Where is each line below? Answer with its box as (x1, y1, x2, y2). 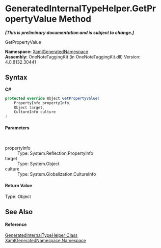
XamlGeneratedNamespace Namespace (5, 238, 86, 244)
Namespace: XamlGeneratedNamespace (5, 49, 88, 55)
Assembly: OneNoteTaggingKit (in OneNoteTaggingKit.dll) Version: (5, 54, 141, 59)
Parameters (5, 125, 29, 131)
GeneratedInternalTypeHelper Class (5, 232, 78, 238)
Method (58, 13, 92, 25)
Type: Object (5, 193, 31, 199)
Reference (5, 221, 27, 227)
